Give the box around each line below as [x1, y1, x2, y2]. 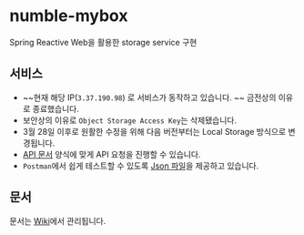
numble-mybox [9, 5, 128, 26]
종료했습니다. [32, 103, 79, 114]
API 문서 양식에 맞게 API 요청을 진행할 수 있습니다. [22, 148, 201, 159]
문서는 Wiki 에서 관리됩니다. [9, 215, 106, 226]
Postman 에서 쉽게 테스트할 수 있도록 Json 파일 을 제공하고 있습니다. [22, 160, 259, 171]
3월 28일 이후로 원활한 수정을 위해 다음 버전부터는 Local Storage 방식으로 [22, 126, 287, 137]
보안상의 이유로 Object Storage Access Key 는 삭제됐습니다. [22, 115, 237, 126]
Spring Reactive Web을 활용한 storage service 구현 [9, 36, 198, 47]
